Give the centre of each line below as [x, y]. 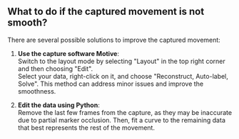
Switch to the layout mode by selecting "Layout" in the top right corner [122, 61]
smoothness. [37, 91]
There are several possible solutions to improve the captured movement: [114, 40]
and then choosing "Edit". [55, 68]
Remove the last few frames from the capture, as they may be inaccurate [125, 112]
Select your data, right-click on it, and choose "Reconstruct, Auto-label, [123, 76]
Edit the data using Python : [59, 105]
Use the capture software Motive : [68, 53]
